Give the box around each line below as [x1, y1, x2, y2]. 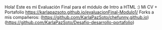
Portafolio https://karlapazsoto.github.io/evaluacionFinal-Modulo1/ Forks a [4, 9, 154, 15]
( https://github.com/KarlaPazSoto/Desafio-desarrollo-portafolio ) [4, 19, 135, 25]
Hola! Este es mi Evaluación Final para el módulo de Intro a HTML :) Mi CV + [4, 4, 158, 10]
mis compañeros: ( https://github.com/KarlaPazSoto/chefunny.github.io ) [4, 15, 149, 20]
